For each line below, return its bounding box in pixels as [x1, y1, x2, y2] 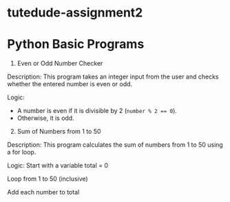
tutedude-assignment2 [7, 5, 143, 21]
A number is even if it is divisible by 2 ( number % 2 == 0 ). [17, 107, 178, 115]
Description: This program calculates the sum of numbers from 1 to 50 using [7, 141, 224, 149]
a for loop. [7, 148, 36, 156]
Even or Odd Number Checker [17, 59, 103, 68]
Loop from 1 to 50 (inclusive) [7, 174, 88, 183]
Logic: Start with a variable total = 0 [7, 161, 109, 170]
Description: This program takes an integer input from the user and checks [7, 72, 219, 81]
